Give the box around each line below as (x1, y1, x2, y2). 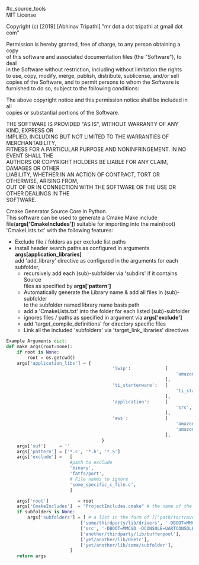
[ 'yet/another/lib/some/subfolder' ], (80, 542, 174, 548)
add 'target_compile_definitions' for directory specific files (23, 320, 166, 327)
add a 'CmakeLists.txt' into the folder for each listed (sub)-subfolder (23, 308, 190, 314)
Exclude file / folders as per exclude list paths (14, 238, 126, 245)
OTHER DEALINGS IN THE (6, 190, 70, 197)
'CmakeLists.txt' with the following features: (6, 227, 114, 233)
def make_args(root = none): (6, 343, 73, 349)
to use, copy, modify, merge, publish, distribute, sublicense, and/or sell (6, 72, 179, 79)
